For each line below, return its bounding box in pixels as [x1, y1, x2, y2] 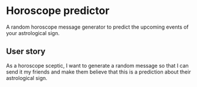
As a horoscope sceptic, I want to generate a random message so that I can [6, 62, 189, 69]
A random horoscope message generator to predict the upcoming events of [6, 23, 189, 30]
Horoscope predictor [6, 4, 110, 18]
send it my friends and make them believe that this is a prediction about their [6, 68, 191, 75]
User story [6, 47, 46, 57]
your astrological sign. [6, 29, 60, 36]
